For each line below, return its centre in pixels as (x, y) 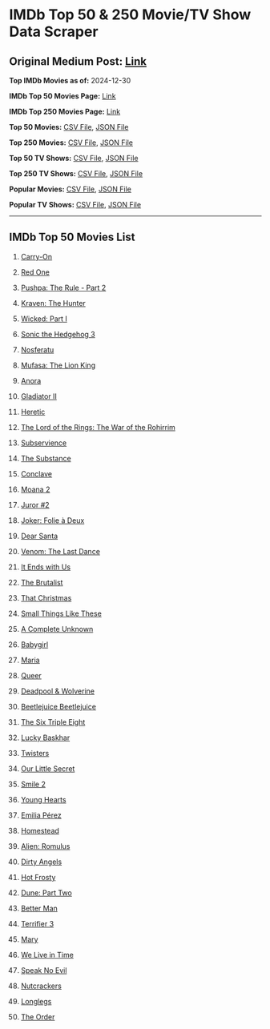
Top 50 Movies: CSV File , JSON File (69, 127)
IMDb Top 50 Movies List (72, 237)
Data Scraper (54, 32)
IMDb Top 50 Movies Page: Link (62, 96)
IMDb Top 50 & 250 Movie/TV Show (130, 15)
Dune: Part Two (46, 892)
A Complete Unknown (57, 629)
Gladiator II (38, 396)
